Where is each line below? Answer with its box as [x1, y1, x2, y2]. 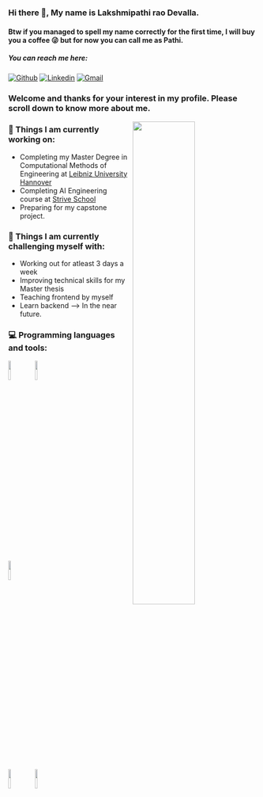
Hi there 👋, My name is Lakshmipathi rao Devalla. [8, 7, 200, 18]
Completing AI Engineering [19, 185, 107, 195]
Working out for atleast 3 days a [19, 259, 124, 268]
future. [19, 309, 42, 318]
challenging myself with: [8, 241, 105, 252]
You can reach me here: [8, 53, 88, 63]
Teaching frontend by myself [19, 292, 114, 302]
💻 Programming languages [8, 329, 115, 340]
